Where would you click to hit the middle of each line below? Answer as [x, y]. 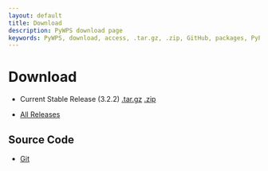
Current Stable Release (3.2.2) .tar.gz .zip [88, 99]
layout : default [35, 16]
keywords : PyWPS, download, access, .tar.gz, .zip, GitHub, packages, [128, 38]
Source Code [41, 140]
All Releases [40, 115]
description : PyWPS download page [66, 30]
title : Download [35, 23]
